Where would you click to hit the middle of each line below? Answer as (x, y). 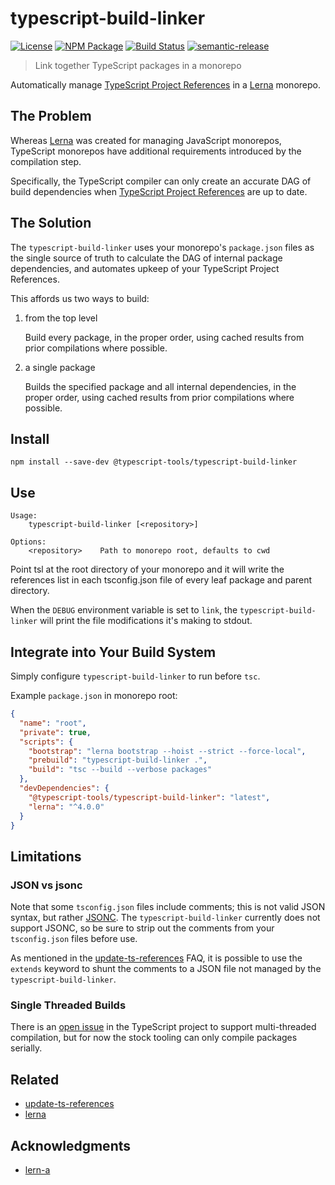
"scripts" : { (46, 742)
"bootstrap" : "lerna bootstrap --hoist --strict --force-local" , (167, 751)
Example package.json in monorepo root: (94, 695)
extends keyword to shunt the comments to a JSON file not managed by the (166, 969)
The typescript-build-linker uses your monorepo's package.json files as (162, 247)
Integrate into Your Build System (113, 652)
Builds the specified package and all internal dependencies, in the (160, 386)
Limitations (46, 856)
